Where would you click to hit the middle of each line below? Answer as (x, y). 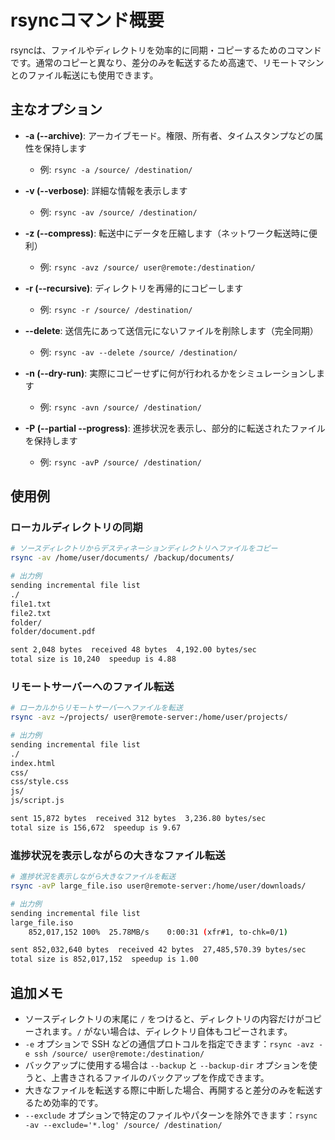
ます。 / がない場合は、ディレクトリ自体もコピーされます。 (172, 1031)
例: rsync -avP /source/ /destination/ (120, 462)
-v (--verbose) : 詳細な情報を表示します (106, 190)
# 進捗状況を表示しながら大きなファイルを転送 (93, 877)
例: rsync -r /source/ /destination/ (116, 309)
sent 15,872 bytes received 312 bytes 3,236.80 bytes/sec (138, 819)
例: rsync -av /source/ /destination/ (118, 212)
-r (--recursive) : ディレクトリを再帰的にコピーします (134, 288)
